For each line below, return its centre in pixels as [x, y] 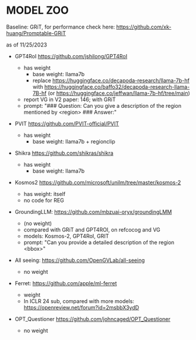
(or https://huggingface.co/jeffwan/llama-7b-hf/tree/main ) [119, 93]
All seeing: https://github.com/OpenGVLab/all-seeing [80, 260]
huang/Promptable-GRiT [36, 33]
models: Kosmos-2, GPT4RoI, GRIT [66, 236]
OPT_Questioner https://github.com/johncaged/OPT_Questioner [93, 319]
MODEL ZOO [38, 10]
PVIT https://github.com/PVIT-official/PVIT [67, 123]
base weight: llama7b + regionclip [74, 141]
